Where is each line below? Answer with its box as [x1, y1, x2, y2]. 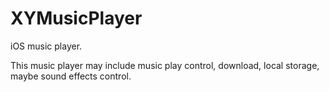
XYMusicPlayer [10, 7, 143, 30]
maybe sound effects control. [10, 70, 132, 82]
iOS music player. [10, 40, 83, 52]
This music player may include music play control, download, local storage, [10, 59, 320, 71]
